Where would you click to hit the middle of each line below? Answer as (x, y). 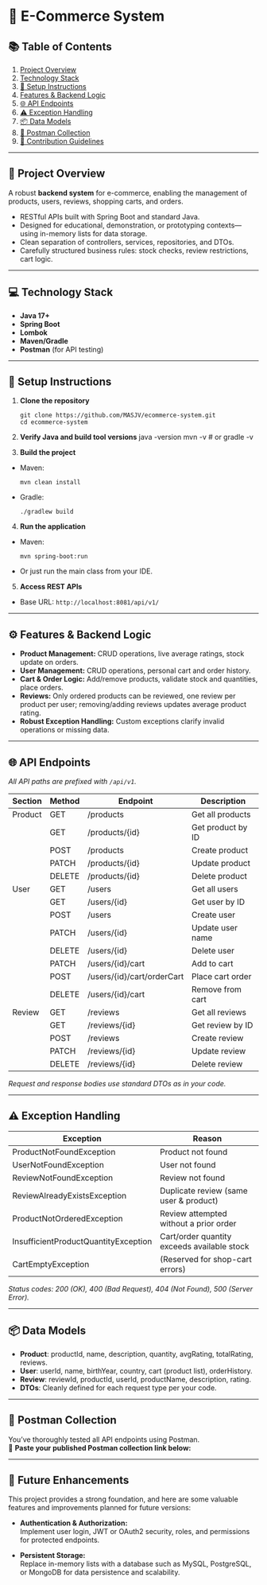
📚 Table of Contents (60, 47)
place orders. (41, 688)
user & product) (189, 1200)
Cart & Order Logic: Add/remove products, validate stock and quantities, (139, 679)
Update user (215, 928)
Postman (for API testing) (62, 349)
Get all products (221, 814)
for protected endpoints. (60, 1540)
